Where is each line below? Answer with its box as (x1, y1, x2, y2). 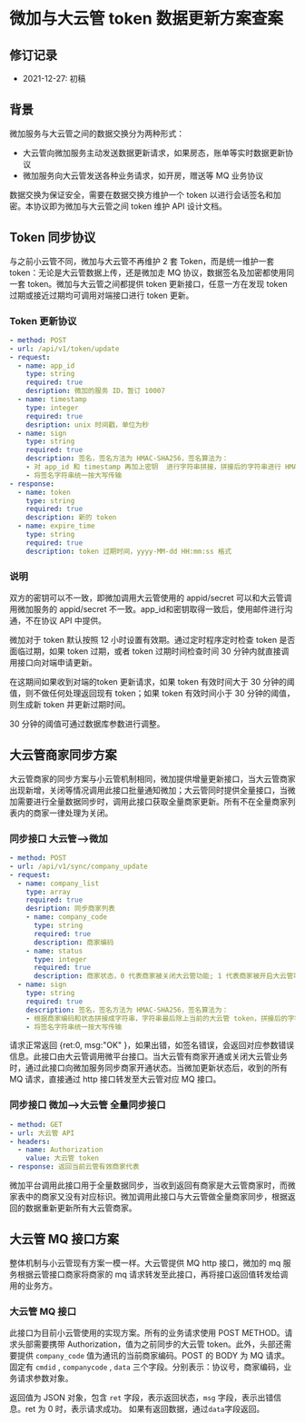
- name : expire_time (17, 521, 95, 531)
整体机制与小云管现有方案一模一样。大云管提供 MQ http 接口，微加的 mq (9, 1257, 281, 1268)
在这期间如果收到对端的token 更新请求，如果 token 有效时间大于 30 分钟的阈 (9, 676, 295, 687)
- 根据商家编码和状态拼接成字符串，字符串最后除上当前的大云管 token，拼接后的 (25, 1013, 289, 1023)
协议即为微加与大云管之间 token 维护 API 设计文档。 (33, 201, 227, 212)
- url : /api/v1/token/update (9, 344, 120, 353)
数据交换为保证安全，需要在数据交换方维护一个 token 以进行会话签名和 (9, 189, 274, 200)
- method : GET (9, 1120, 64, 1129)
